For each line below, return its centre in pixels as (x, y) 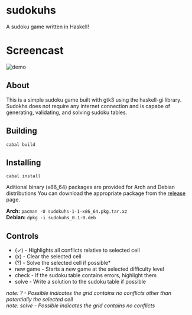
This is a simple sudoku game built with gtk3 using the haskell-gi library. (94, 100)
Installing (24, 162)
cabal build (21, 144)
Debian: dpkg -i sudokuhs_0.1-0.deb (51, 217)
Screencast (35, 51)
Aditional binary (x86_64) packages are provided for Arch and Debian (91, 187)
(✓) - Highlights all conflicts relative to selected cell (77, 250)
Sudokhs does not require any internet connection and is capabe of (88, 106)
